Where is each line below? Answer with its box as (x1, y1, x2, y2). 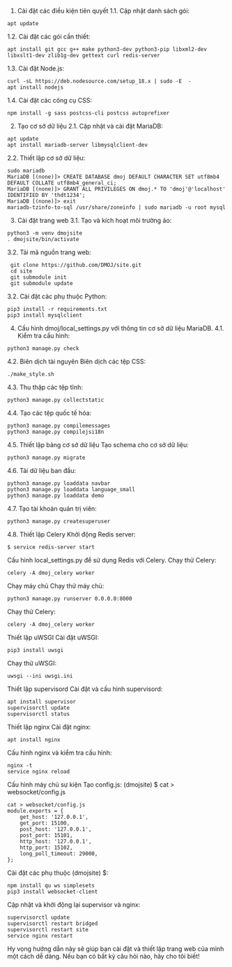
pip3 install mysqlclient (7, 312, 82, 319)
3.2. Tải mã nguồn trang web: (7, 248, 92, 256)
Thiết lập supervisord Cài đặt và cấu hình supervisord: (7, 685, 163, 693)
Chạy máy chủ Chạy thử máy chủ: (7, 582, 105, 590)
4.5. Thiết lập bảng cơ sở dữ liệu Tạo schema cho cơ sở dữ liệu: (7, 441, 190, 449)
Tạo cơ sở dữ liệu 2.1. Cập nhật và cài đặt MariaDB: (17, 122, 164, 130)
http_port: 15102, (20, 844, 73, 851)
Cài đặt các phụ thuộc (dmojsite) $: (7, 868, 109, 877)
